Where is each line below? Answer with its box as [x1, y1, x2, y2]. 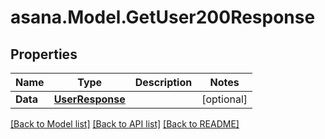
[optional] [201, 92, 248, 106]
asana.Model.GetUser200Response [10, 6, 316, 29]
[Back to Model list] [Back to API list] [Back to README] [10, 118, 240, 130]
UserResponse [53, 92, 126, 106]
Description [134, 76, 193, 89]
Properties [10, 46, 78, 63]
